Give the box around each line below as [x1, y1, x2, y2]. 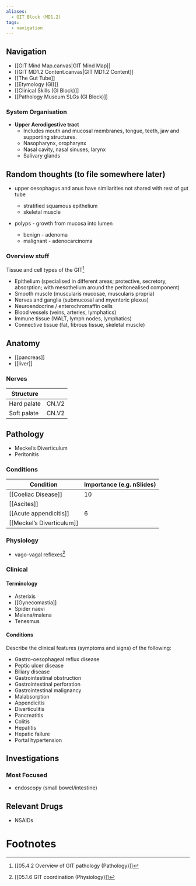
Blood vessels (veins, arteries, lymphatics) [14, 309, 117, 316]
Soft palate [9, 409, 39, 418]
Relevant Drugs [6, 801, 64, 811]
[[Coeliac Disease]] [9, 490, 62, 498]
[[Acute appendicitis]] [9, 509, 69, 518]
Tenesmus [14, 618, 40, 625]
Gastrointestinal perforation [14, 680, 80, 687]
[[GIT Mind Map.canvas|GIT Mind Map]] [14, 62, 111, 69]
